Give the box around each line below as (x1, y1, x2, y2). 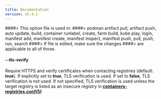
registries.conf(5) (5, 88, 42, 94)
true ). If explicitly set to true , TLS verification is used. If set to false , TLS (5, 73, 150, 79)
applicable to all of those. (5, 46, 56, 52)
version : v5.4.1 (5, 12, 38, 17)
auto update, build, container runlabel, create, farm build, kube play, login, (5, 30, 153, 36)
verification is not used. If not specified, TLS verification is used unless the (5, 78, 155, 84)
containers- (103, 83, 127, 89)
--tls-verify (5, 57, 29, 63)
